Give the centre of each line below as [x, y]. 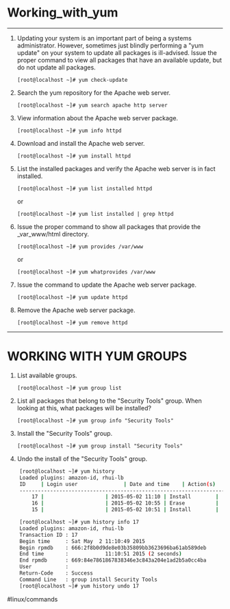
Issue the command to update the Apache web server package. [107, 285]
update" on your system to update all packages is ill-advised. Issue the [117, 52]
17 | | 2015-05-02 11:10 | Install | [125, 497]
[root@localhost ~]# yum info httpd [69, 131]
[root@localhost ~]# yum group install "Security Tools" [100, 446]
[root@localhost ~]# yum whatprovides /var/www [86, 272]
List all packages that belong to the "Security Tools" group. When [109, 401]
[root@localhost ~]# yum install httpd [74, 156]
